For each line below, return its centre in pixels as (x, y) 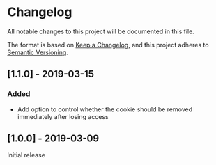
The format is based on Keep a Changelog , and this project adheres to (108, 45)
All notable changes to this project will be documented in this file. (101, 31)
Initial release (26, 155)
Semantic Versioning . (38, 52)
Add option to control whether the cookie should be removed (105, 109)
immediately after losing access (63, 116)
